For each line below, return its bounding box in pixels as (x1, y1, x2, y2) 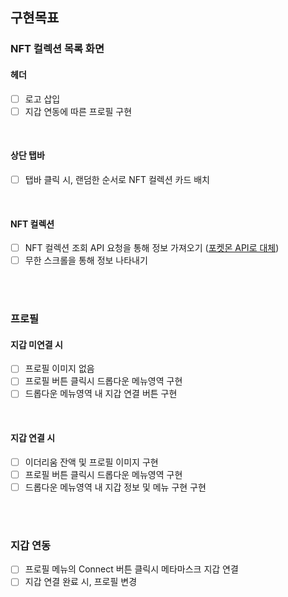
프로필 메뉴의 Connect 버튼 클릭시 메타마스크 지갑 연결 (24, 563, 239, 575)
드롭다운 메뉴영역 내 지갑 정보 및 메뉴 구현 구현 (24, 481, 207, 493)
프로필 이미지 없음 (24, 363, 95, 375)
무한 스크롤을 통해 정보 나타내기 (24, 254, 148, 267)
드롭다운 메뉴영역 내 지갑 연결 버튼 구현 (24, 388, 178, 400)
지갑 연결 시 (10, 432, 56, 444)
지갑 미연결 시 (10, 338, 63, 350)
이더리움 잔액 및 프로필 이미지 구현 (24, 456, 159, 468)
